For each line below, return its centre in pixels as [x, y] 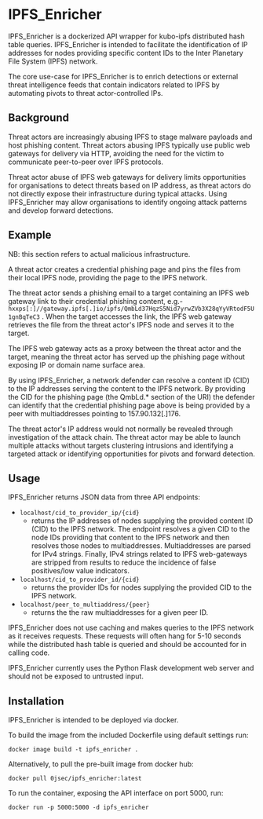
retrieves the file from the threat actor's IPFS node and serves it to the [121, 324]
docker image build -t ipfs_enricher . [73, 750]
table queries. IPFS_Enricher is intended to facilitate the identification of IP [128, 44]
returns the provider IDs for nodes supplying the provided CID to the [142, 587]
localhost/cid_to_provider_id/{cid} [79, 580]
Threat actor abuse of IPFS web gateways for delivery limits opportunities [127, 177]
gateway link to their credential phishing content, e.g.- [95, 301]
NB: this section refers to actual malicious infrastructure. [99, 254]
